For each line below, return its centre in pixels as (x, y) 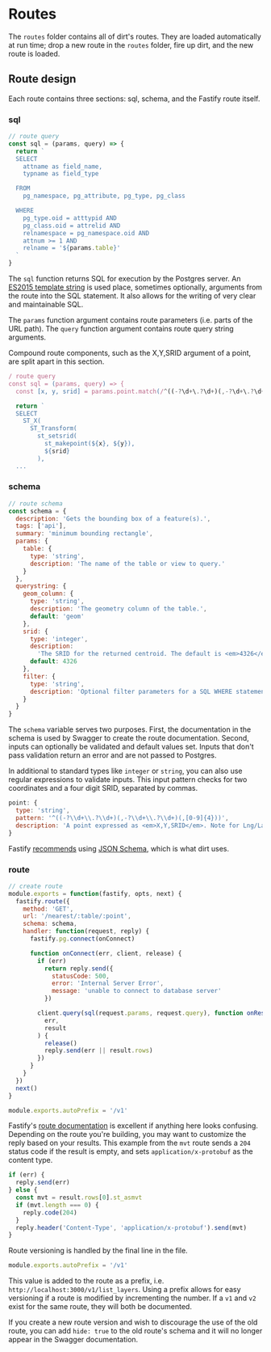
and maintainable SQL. (46, 305)
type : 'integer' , (59, 639)
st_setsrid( (58, 436)
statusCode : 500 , (81, 976)
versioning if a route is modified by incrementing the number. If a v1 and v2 (132, 1298)
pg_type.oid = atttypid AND (70, 218)
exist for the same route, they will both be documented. (100, 1307)
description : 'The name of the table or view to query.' (127, 564)
